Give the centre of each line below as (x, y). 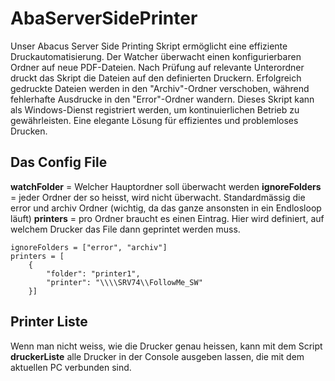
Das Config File (59, 162)
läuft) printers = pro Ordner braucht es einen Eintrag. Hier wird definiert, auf (167, 218)
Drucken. (29, 131)
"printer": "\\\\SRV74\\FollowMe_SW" (124, 282)
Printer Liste (49, 322)
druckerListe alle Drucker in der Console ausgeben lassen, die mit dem (157, 356)
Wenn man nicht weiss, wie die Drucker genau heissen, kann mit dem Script (166, 346)
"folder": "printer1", (93, 273)
